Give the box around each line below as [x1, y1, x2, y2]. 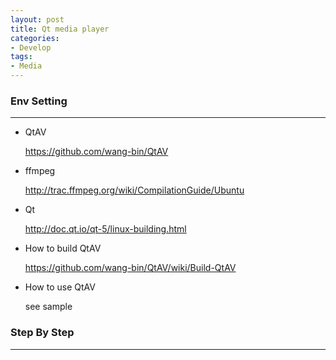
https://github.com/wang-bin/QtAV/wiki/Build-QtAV [24, 262, 237, 274]
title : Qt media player [10, 24, 110, 34]
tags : [10, 52, 33, 62]
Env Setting [10, 94, 68, 108]
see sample [24, 301, 73, 313]
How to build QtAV [24, 242, 102, 255]
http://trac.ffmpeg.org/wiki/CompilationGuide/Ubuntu [24, 184, 245, 196]
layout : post [10, 14, 65, 25]
